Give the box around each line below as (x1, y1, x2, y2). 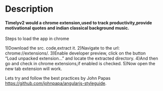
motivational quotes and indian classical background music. (5, 25, 129, 31)
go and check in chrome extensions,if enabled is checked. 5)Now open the (5, 61, 156, 67)
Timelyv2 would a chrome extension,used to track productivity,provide (5, 19, 152, 25)
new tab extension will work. (5, 66, 62, 72)
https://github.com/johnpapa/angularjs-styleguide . (5, 80, 107, 86)
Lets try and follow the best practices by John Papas (5, 75, 111, 81)
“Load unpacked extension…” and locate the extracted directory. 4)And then (5, 55, 158, 61)
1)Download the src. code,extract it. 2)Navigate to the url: (5, 45, 120, 51)
